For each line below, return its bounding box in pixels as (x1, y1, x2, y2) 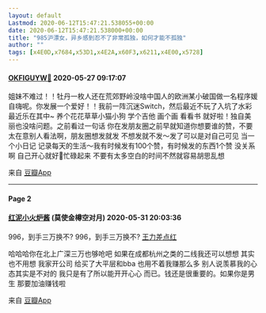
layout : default (8, 11, 62, 20)
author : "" (8, 41, 44, 49)
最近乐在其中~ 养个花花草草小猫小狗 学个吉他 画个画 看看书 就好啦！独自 (8, 112, 245, 121)
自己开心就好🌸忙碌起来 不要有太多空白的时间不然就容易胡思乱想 (17, 151, 226, 161)
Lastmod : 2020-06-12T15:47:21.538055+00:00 (8, 19, 154, 27)
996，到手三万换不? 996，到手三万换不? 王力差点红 (8, 232, 177, 242)
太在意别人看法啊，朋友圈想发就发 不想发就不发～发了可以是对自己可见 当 (8, 132, 248, 141)
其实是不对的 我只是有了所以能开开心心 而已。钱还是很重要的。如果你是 (14, 269, 248, 278)
